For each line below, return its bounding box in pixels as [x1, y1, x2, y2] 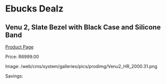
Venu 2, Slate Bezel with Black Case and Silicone [5, 23, 161, 31]
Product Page [5, 44, 34, 50]
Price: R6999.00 [5, 53, 39, 59]
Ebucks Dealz [5, 3, 64, 14]
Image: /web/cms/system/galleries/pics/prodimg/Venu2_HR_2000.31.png [5, 63, 157, 69]
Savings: [5, 73, 24, 79]
